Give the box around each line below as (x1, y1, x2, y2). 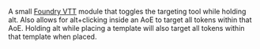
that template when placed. (8, 32, 97, 41)
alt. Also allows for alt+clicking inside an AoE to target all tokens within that (8, 15, 252, 24)
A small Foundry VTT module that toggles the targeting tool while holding (8, 7, 247, 16)
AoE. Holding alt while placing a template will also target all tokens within (8, 24, 245, 32)
